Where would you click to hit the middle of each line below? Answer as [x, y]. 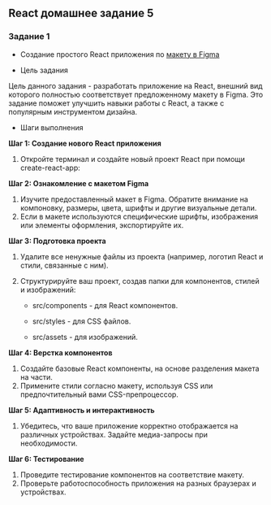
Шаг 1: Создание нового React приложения [85, 143]
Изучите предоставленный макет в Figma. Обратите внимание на [134, 199]
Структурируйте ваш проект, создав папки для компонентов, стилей [140, 281]
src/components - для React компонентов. [105, 305]
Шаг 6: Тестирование [46, 459]
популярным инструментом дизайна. [73, 111]
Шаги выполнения [52, 127]
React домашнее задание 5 [81, 13]
